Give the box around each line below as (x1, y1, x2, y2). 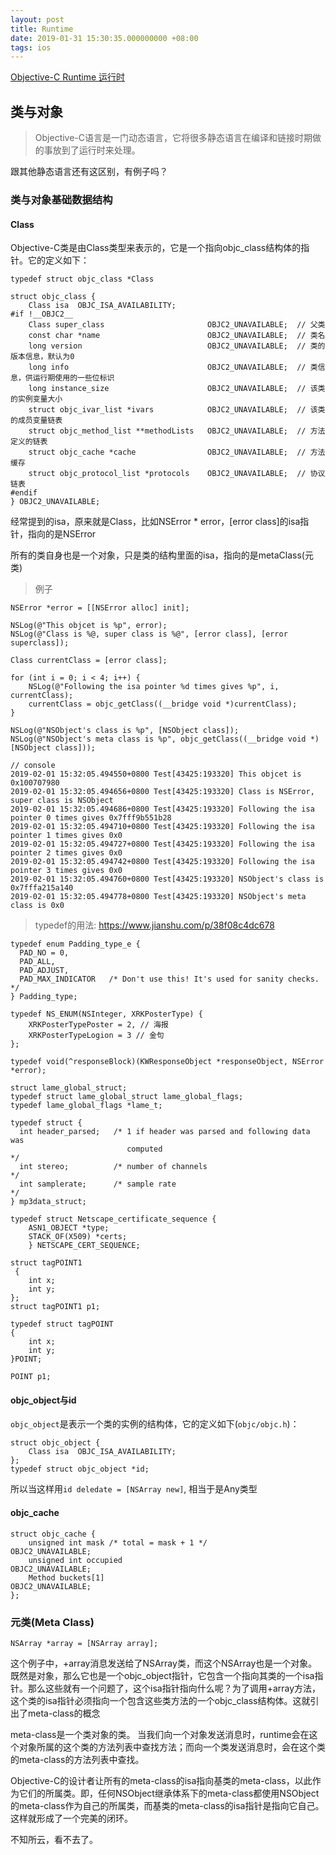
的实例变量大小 (10, 394, 63, 405)
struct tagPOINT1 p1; (10, 1302, 101, 1312)
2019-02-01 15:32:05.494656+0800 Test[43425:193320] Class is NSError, (10, 787, 315, 797)
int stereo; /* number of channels (19, 1162, 208, 1172)
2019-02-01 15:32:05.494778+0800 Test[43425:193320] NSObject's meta (10, 892, 307, 902)
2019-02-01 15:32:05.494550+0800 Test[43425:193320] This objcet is (10, 769, 302, 780)
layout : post (10, 14, 65, 25)
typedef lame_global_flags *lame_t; (10, 1101, 163, 1111)
